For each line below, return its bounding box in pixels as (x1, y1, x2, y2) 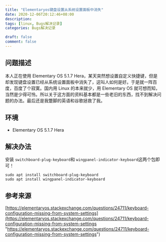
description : (5, 16, 32, 21)
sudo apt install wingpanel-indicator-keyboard (5, 177, 106, 182)
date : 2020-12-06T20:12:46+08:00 (5, 12, 74, 17)
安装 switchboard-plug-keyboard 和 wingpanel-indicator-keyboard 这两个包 (5, 156, 156, 162)
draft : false (5, 35, 32, 40)
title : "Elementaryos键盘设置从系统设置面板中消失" (5, 7, 104, 12)
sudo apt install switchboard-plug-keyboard (5, 173, 99, 178)
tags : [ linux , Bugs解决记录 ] (5, 21, 62, 26)
